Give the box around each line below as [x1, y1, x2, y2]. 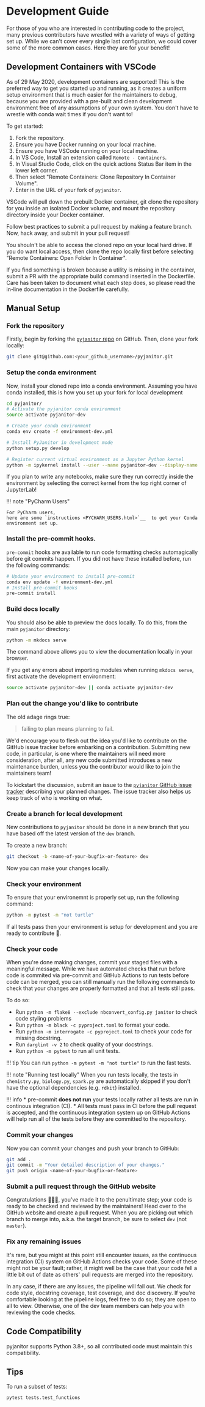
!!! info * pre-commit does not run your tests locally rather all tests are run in [6, 1096, 198, 1103]
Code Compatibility [6, 1326, 82, 1337]
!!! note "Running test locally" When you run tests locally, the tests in [6, 1071, 178, 1079]
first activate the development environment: [6, 673, 117, 680]
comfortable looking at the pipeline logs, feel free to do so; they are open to [6, 1295, 196, 1303]
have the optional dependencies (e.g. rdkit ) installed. [6, 1084, 142, 1091]
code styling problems [15, 1015, 72, 1022]
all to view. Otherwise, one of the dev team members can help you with [6, 1302, 185, 1309]
